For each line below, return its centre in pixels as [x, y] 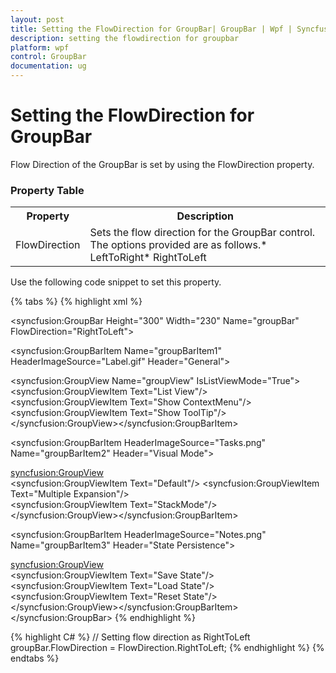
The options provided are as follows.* [178, 245]
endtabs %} [35, 658]
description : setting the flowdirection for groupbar [125, 38]
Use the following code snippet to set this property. [116, 282]
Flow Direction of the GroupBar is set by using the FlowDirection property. [162, 164]
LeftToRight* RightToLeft [148, 258]
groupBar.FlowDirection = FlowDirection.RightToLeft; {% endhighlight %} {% [167, 648]
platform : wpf [40, 47]
